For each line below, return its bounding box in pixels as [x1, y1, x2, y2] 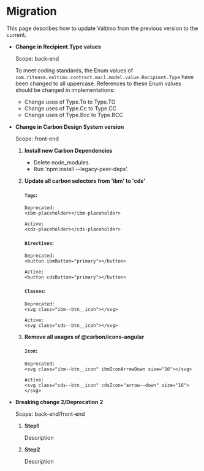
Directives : [24, 239, 54, 247]
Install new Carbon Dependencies [24, 147, 113, 154]
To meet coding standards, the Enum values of [15, 66, 134, 74]
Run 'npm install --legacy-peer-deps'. [33, 165, 129, 172]
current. [6, 31, 26, 38]
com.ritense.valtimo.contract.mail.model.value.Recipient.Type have [15, 73, 194, 80]
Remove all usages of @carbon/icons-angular [24, 333, 145, 340]
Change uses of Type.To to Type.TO [24, 98, 116, 105]
